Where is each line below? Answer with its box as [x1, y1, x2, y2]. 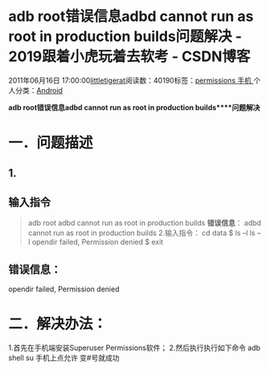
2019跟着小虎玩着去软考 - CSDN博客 [8, 47, 251, 66]
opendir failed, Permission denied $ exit [31, 238, 164, 247]
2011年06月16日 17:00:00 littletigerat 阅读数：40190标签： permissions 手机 [8, 75, 252, 85]
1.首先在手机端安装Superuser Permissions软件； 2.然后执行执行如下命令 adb [8, 343, 261, 353]
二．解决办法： [8, 315, 108, 333]
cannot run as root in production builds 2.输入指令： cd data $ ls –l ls [27, 228, 255, 238]
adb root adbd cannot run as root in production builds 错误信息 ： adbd [27, 218, 262, 228]
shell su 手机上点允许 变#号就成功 [8, 353, 120, 363]
